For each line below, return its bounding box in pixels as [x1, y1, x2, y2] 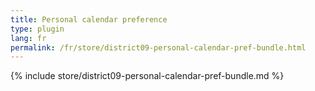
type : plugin [10, 24, 65, 34]
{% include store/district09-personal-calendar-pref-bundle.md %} [10, 70, 285, 82]
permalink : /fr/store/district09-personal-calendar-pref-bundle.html [10, 42, 307, 53]
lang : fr [10, 33, 47, 43]
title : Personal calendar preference [10, 14, 168, 25]
